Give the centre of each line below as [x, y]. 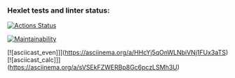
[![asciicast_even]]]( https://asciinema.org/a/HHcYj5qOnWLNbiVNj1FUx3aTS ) [118, 53]
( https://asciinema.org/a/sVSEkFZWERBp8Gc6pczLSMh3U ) [94, 68]
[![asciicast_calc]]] [34, 60]
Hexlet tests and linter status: [59, 10]
